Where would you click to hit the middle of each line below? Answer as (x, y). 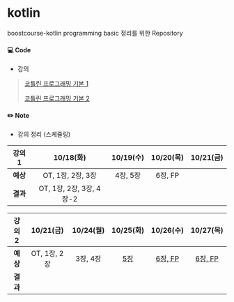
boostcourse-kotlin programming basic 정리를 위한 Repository (95, 33)
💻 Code (19, 50)
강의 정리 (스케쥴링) (44, 135)
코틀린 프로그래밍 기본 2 (57, 98)
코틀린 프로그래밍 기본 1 (56, 84)
